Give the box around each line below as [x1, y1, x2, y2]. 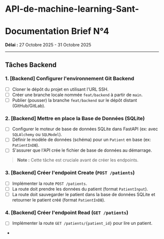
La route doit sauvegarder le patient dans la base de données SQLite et [12, 191, 155, 197]
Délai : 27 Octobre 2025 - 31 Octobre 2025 [5, 42, 92, 48]
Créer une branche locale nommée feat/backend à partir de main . [12, 92, 143, 98]
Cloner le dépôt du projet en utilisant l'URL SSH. [12, 86, 109, 92]
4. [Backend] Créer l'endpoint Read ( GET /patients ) [5, 209, 128, 216]
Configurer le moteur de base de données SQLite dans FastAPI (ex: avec [12, 126, 158, 132]
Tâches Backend [5, 60, 57, 69]
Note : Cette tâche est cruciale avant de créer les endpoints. [17, 157, 139, 163]
